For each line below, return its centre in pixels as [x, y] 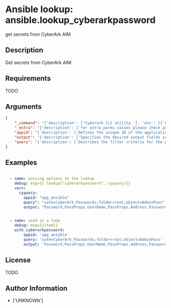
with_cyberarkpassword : [40, 230]
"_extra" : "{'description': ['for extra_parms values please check [87, 128]
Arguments [24, 106]
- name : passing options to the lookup [52, 179]
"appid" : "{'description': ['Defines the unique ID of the [78, 133]
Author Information [36, 288]
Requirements [28, 79]
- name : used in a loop [35, 221]
